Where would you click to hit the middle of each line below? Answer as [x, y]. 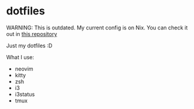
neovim [24, 69]
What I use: [20, 57]
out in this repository [32, 34]
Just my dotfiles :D [29, 46]
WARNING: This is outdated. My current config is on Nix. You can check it [97, 28]
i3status [25, 94]
